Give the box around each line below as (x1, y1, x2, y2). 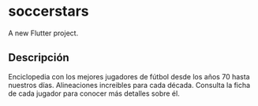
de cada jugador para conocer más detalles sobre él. (8, 89, 180, 98)
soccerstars (8, 2, 89, 20)
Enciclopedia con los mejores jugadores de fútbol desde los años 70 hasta (8, 71, 250, 81)
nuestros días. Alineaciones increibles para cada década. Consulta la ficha (8, 80, 251, 90)
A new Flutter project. (8, 28, 79, 38)
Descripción (8, 51, 69, 64)
